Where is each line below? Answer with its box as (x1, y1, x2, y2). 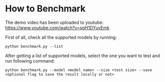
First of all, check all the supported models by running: (5, 34, 117, 40)
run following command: (5, 58, 55, 64)
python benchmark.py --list (5, 44, 64, 49)
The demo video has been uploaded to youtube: (5, 19, 104, 25)
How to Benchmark (5, 3, 86, 14)
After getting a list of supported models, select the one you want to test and (5, 53, 160, 59)
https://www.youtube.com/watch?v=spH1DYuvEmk (5, 24, 110, 30)
